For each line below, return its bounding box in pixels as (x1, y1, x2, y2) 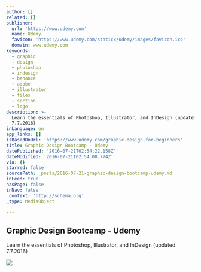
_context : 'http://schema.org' (6, 192, 84, 198)
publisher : (6, 20, 33, 26)
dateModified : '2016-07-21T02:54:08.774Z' (6, 153, 114, 159)
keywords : (6, 48, 31, 54)
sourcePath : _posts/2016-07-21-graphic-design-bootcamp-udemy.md (6, 170, 172, 177)
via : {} (6, 159, 26, 165)
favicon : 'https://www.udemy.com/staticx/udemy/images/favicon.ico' (11, 37, 186, 43)
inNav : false (6, 187, 39, 193)
